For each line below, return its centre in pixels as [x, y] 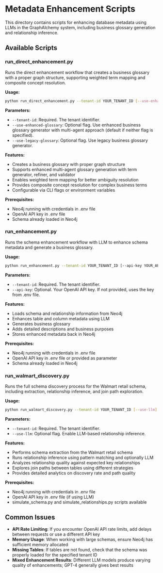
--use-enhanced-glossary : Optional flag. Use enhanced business [76, 125]
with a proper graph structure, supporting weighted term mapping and [75, 77]
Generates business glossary [41, 324]
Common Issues [30, 517]
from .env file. [26, 295]
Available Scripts [31, 48]
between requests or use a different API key [56, 534]
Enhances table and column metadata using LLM [61, 318]
